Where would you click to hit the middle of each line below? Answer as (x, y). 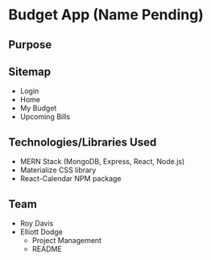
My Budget (38, 108)
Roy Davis (37, 224)
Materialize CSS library (58, 170)
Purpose (30, 45)
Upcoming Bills (45, 117)
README (47, 249)
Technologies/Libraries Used (83, 142)
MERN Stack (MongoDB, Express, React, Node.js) (102, 162)
